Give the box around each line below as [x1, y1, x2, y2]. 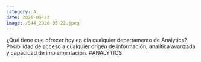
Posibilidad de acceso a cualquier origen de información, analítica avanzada [6, 43, 196, 50]
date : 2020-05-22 [6, 14, 50, 20]
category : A [6, 8, 36, 15]
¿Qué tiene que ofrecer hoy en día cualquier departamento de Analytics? [6, 37, 187, 44]
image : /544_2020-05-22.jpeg [6, 20, 80, 26]
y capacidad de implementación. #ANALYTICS [6, 49, 123, 57]
